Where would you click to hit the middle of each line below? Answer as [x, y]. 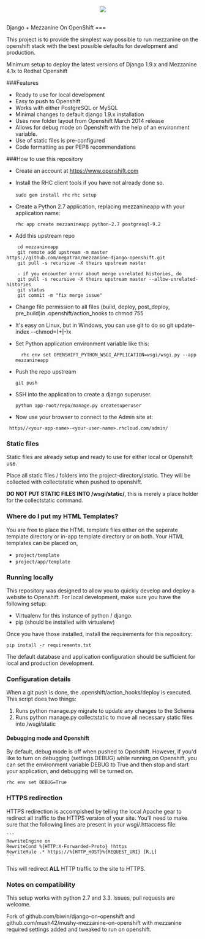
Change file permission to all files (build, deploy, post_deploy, [92, 307]
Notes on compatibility [41, 884]
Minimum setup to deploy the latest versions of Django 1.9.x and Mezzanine [102, 64]
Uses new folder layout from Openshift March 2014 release [89, 121]
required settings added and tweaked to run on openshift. [79, 929]
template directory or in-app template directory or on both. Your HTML [95, 536]
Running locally [30, 577]
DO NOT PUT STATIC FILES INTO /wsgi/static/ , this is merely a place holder [102, 494]
